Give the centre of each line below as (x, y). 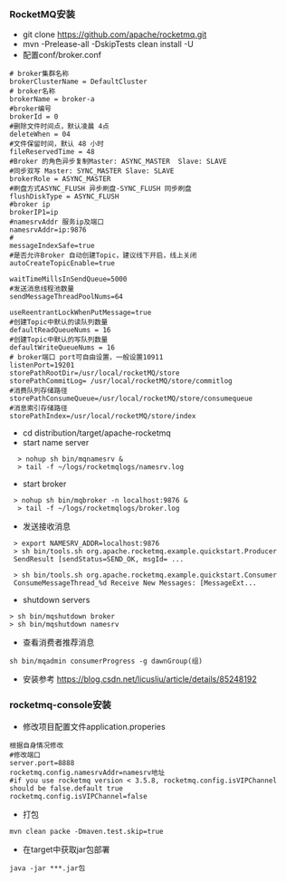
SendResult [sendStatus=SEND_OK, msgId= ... (98, 560)
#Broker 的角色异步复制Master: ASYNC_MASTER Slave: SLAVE (118, 162)
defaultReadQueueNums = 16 (60, 331)
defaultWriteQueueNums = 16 (62, 348)
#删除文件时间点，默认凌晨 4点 (60, 127)
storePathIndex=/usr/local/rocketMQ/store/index (103, 417)
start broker (44, 484)
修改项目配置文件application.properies (94, 726)
